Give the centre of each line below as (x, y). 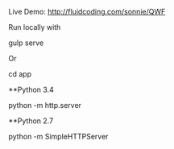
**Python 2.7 (31, 121)
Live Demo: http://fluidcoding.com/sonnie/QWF (87, 12)
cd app (20, 74)
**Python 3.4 (31, 89)
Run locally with (35, 27)
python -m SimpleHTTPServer (58, 137)
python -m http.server (45, 105)
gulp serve (26, 43)
